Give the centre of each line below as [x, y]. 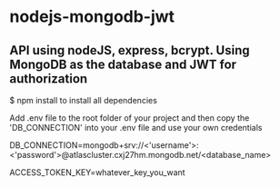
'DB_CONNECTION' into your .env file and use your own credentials [136, 128]
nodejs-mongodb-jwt [92, 17]
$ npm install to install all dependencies [83, 100]
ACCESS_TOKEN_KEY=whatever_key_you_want [97, 172]
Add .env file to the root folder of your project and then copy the [130, 118]
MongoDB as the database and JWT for [123, 64]
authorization [49, 79]
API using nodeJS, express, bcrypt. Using [130, 50]
